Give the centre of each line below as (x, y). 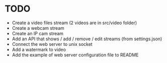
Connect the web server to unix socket (52, 44)
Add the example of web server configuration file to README (75, 55)
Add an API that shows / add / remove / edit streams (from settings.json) (87, 39)
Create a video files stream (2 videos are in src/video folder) (74, 23)
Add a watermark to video (39, 49)
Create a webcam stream (38, 28)
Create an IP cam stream (38, 33)
